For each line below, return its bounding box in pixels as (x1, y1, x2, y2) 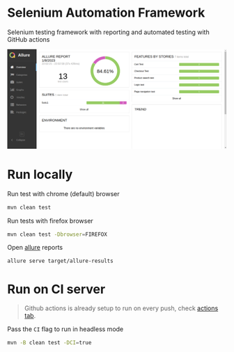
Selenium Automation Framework (7, 5, 205, 21)
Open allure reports (7, 243, 63, 252)
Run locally (7, 166, 73, 182)
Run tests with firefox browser (7, 216, 94, 225)
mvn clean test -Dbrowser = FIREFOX (7, 231, 108, 238)
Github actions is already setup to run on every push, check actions (24, 304, 219, 312)
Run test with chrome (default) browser (7, 189, 120, 198)
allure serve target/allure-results (7, 257, 114, 265)
